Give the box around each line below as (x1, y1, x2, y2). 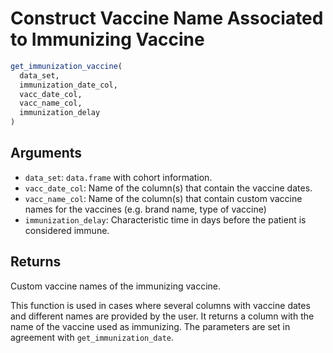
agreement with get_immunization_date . (10, 331, 175, 343)
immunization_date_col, (19, 80, 118, 90)
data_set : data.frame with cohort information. (24, 171, 213, 183)
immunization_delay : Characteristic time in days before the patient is (24, 213, 307, 226)
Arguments (10, 145, 83, 162)
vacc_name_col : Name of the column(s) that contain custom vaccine (24, 192, 303, 204)
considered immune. (24, 224, 110, 236)
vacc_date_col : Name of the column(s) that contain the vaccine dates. (24, 182, 313, 194)
